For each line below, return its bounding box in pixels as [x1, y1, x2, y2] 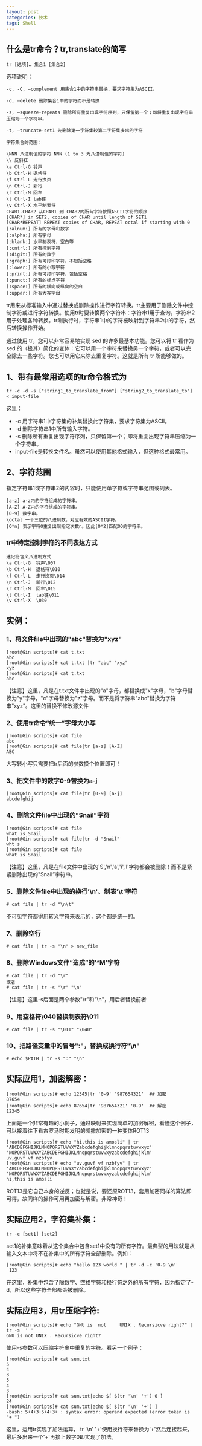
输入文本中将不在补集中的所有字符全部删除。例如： [6, 1249, 133, 1257]
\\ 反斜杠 [6, 158, 28, 164]
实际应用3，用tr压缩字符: [6, 1306, 99, 1316]
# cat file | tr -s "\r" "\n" [6, 984, 83, 991]
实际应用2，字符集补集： [6, 1214, 99, 1225]
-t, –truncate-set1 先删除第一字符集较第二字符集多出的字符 [6, 128, 143, 134]
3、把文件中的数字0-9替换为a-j [6, 777, 98, 785]
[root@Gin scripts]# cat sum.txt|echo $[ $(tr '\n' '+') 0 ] [6, 1393, 163, 1399]
